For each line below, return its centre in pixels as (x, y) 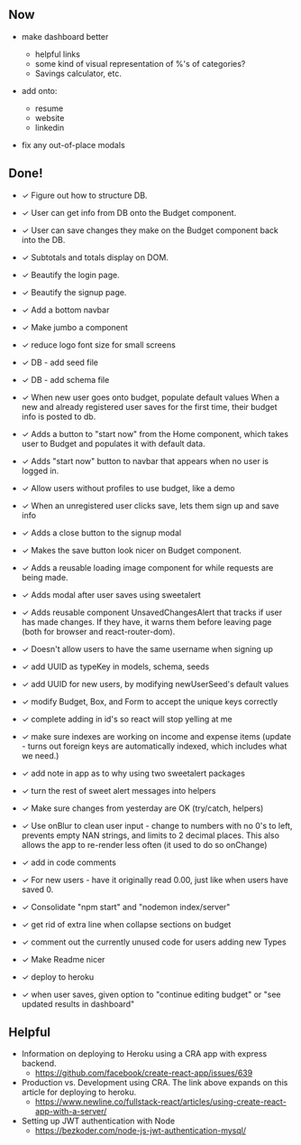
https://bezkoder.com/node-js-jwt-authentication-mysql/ (141, 1131)
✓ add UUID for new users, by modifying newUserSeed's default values (155, 684)
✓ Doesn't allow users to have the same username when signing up (147, 648)
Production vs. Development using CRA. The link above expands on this (155, 1083)
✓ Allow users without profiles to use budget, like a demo (128, 488)
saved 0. (37, 889)
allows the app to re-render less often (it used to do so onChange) (144, 844)
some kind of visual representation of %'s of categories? (140, 63)
